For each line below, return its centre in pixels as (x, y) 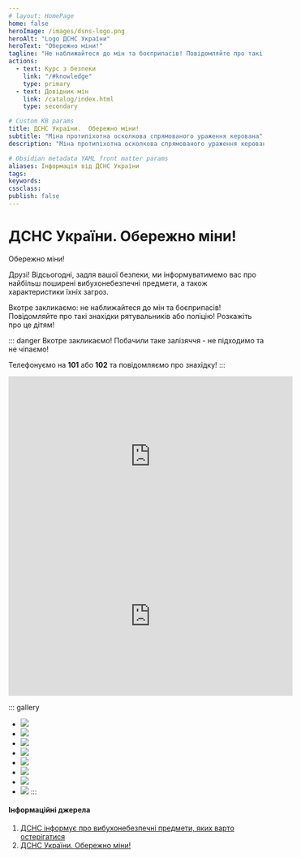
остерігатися (43, 837)
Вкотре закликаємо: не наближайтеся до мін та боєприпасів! (115, 307)
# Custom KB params (41, 121)
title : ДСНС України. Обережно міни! (74, 129)
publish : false (34, 196)
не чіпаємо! (29, 349)
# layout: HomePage (41, 16)
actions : (23, 62)
